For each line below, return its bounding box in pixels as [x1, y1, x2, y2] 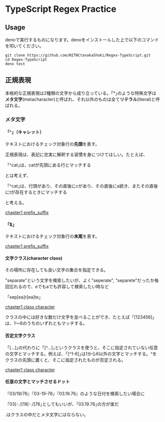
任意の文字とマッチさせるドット [5, 379, 70, 384]
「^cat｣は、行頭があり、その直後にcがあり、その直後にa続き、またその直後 [5, 183, 158, 189]
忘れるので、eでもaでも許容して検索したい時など [9, 284, 109, 290]
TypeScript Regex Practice [5, 3, 117, 15]
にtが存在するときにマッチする [5, 189, 67, 195]
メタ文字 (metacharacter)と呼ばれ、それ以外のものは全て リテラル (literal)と [5, 96, 156, 102]
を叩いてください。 [5, 43, 44, 49]
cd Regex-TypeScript [5, 57, 48, 62]
